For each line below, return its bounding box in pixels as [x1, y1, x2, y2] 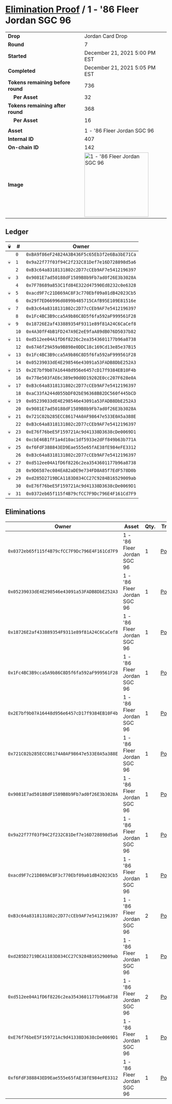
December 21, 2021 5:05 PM [84, 64, 156, 71]
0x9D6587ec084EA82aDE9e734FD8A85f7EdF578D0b [26, 467, 137, 473]
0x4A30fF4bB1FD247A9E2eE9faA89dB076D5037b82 [26, 328, 137, 334]
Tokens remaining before [8, 79, 71, 86]
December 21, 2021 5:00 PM [84, 49, 156, 56]
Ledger [5, 227, 29, 236]
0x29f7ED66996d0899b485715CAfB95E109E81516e [26, 297, 137, 304]
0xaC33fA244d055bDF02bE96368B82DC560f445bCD [26, 390, 137, 396]
